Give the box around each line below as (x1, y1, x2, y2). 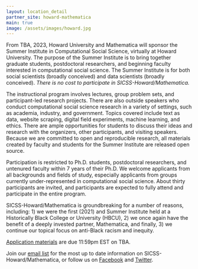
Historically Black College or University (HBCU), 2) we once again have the (6, 214, 189, 222)
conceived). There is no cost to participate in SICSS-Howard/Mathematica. (6, 79, 190, 87)
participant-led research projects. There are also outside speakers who (6, 97, 179, 104)
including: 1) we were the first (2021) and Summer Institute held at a (6, 208, 171, 215)
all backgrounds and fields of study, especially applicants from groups (6, 171, 177, 178)
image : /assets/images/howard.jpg (6, 25, 92, 31)
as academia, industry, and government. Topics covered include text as (6, 110, 180, 117)
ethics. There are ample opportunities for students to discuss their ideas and (6, 122, 193, 129)
